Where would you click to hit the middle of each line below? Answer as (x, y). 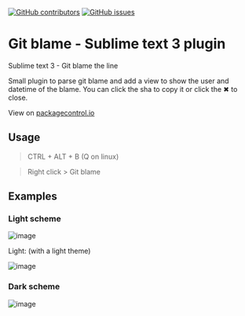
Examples (33, 197)
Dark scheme (34, 287)
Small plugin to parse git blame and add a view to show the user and (119, 81)
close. (18, 97)
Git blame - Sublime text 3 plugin (117, 44)
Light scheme (35, 219)
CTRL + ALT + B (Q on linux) (73, 156)
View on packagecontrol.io (51, 112)
